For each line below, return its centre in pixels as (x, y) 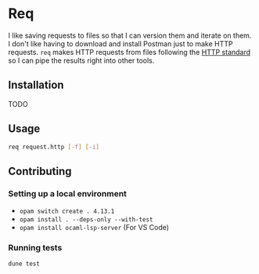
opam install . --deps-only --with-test (86, 220)
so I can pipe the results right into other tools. (81, 60)
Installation (36, 85)
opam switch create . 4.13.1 (67, 212)
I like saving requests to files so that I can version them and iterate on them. (130, 35)
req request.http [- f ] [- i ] (54, 147)
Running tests (35, 248)
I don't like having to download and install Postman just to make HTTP (121, 43)
